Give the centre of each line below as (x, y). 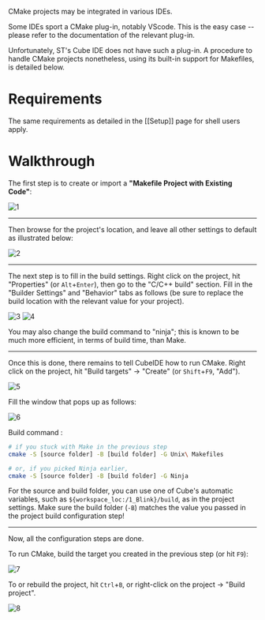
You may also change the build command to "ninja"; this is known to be (124, 332)
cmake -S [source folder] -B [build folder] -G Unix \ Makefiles (116, 454)
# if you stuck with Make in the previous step (88, 447)
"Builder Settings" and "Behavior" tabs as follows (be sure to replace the (126, 292)
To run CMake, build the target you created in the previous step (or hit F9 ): (128, 554)
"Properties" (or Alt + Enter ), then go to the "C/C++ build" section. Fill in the (131, 284)
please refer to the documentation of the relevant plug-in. (102, 35)
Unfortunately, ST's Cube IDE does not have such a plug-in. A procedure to (130, 50)
